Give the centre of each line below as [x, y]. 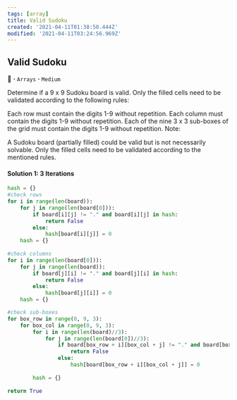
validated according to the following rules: [68, 100]
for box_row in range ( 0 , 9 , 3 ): [55, 319]
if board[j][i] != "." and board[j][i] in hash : [105, 273]
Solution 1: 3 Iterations [41, 173]
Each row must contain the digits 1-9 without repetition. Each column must [115, 114]
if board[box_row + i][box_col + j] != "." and [129, 345]
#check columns [30, 254]
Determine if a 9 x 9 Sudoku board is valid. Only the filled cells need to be [114, 93]
